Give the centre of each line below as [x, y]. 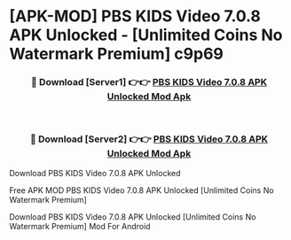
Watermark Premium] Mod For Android [80, 226]
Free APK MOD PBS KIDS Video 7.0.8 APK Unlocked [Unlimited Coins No [142, 190]
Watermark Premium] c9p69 [117, 54]
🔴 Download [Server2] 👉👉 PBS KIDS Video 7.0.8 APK [149, 139]
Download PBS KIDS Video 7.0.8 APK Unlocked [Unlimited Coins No [133, 217]
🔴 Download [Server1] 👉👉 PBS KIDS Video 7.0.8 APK [149, 82]
